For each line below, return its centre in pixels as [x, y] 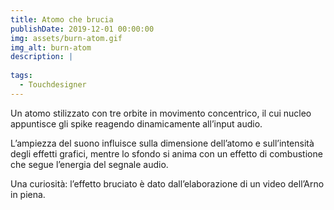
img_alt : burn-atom [51, 47]
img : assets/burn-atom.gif [66, 38]
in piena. [28, 194]
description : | [42, 57]
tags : [21, 76]
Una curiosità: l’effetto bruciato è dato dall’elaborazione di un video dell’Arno [167, 183]
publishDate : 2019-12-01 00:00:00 [82, 29]
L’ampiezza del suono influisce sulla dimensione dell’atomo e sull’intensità [162, 143]
